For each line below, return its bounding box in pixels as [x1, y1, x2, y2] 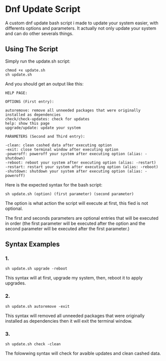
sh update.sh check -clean [5, 342, 61, 347]
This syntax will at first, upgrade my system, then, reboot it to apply [5, 275, 143, 281]
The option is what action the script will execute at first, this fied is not [5, 200, 149, 206]
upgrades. [5, 280, 26, 286]
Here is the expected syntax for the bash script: [5, 181, 103, 187]
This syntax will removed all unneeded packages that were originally [5, 312, 145, 319]
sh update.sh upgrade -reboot [5, 266, 68, 271]
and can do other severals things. [5, 30, 73, 36]
